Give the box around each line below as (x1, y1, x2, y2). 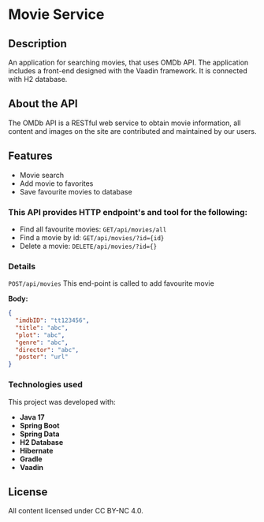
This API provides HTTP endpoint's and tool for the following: (8, 206, 248, 217)
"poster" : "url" (15, 353, 69, 361)
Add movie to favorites (19, 179, 94, 188)
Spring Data (19, 429, 60, 439)
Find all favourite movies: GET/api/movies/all (19, 224, 167, 234)
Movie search (19, 170, 65, 180)
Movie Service (8, 6, 105, 24)
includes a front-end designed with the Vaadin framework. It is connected (8, 66, 247, 76)
